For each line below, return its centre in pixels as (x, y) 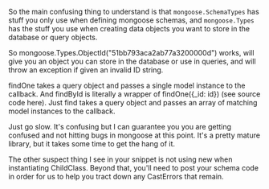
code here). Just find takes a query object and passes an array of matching (133, 103)
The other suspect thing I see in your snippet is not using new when (120, 159)
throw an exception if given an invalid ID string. (86, 70)
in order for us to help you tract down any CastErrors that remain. (116, 177)
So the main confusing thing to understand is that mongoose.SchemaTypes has (134, 12)
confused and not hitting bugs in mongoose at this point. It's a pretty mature (134, 135)
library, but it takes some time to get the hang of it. (92, 144)
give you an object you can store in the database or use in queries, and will (132, 61)
